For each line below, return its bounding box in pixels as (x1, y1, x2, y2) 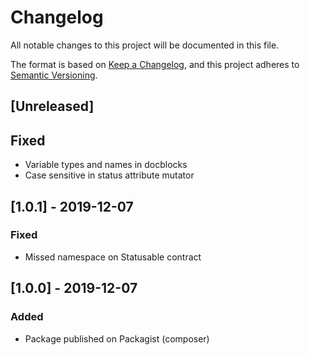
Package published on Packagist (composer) (24, 332, 210, 345)
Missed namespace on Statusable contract (24, 251, 202, 263)
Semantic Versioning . (10, 69, 98, 81)
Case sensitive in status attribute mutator (24, 169, 195, 181)
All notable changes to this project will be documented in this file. (10, 39, 280, 51)
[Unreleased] (10, 98, 95, 115)
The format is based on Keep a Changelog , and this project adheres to (10, 58, 300, 70)
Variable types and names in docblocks (24, 159, 188, 171)
